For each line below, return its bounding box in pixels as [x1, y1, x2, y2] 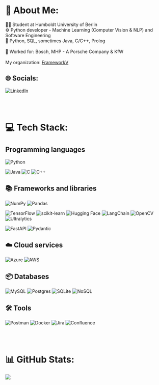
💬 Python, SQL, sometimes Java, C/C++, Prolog [5, 38, 105, 44]
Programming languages [5, 145, 86, 154]
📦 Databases [5, 272, 49, 281]
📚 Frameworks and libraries [5, 184, 97, 193]
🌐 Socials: [5, 74, 39, 83]
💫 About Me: [5, 5, 59, 16]
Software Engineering [5, 32, 51, 38]
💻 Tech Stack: [5, 122, 68, 133]
